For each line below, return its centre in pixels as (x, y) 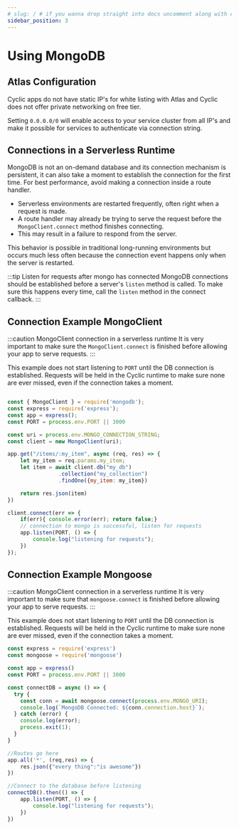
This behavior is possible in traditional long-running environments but (109, 248)
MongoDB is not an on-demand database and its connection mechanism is (117, 167)
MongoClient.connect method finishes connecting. (91, 226)
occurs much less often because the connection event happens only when (117, 255)
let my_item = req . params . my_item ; (73, 461)
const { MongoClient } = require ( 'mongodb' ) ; (76, 402)
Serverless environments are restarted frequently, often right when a (118, 204)
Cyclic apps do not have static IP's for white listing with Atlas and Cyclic (113, 99)
